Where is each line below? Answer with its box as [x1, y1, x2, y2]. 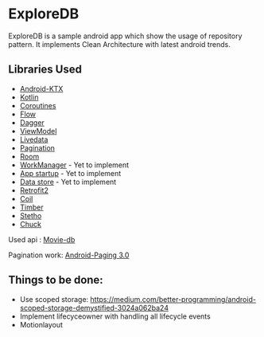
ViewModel [19, 126, 57, 135]
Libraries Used [8, 63, 82, 76]
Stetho [19, 210, 42, 220]
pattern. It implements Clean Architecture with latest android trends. [8, 39, 231, 49]
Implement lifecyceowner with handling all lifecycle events [19, 312, 211, 321]
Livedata [19, 135, 49, 144]
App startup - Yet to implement [19, 168, 122, 178]
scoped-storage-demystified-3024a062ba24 [19, 303, 169, 312]
